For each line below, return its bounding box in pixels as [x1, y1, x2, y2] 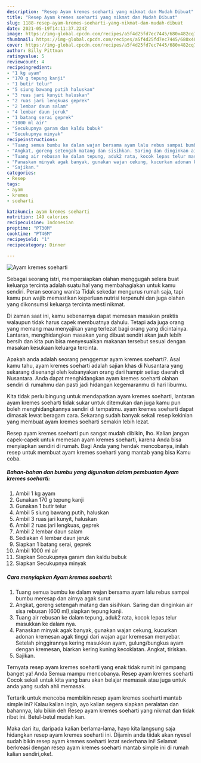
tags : [7, 181, 20, 187]
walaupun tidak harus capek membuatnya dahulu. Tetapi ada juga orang [7, 318, 184, 326]
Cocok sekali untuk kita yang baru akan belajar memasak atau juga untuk [7, 676, 187, 683]
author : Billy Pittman [7, 48, 63, 54]
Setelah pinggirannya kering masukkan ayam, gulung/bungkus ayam [15, 639, 184, 646]
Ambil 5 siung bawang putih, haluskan [15, 509, 109, 516]
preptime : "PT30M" [7, 225, 52, 231]
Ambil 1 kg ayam [15, 490, 56, 497]
